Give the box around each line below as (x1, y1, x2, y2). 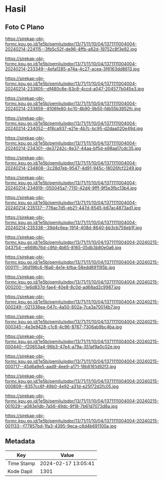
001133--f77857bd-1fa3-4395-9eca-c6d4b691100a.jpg (5, 423, 117, 429)
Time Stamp (7, 460, 36, 467)
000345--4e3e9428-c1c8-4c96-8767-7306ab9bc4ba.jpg (5, 324, 122, 330)
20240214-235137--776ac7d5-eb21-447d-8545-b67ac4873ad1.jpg (5, 205, 141, 210)
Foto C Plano (5, 23, 44, 31)
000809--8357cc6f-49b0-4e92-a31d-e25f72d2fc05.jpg (5, 383, 119, 389)
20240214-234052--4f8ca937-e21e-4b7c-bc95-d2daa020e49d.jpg (5, 125, 143, 131)
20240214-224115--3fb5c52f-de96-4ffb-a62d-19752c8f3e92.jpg (5, 46, 137, 52)
